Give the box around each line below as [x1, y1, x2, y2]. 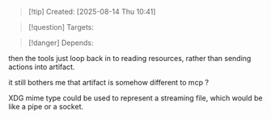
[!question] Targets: [28, 23, 95, 31]
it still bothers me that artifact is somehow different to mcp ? [8, 78, 209, 87]
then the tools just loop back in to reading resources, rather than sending [8, 54, 252, 63]
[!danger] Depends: [28, 38, 94, 47]
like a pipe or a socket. [8, 102, 84, 111]
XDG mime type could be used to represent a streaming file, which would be [8, 93, 263, 103]
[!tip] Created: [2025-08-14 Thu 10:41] [28, 7, 156, 16]
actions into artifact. [8, 62, 75, 72]
